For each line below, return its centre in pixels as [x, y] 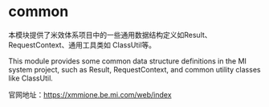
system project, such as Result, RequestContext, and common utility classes [134, 69]
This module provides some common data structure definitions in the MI [128, 61]
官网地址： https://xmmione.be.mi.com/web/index [90, 94]
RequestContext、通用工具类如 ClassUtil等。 [82, 45]
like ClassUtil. [31, 78]
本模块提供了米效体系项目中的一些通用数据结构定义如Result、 [110, 35]
